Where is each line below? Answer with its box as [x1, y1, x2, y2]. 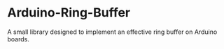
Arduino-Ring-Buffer [7, 5, 131, 21]
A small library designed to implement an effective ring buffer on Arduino [7, 28, 218, 36]
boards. [7, 35, 29, 43]
